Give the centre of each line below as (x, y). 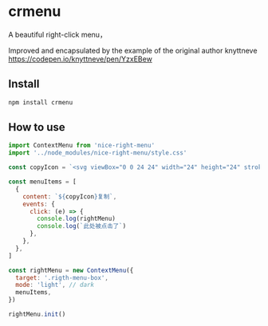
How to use (37, 127)
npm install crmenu (41, 102)
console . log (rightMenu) (76, 219)
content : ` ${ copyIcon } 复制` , (70, 196)
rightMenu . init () (37, 314)
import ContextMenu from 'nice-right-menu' (82, 146)
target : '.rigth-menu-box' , (62, 277)
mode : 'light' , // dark (55, 285)
